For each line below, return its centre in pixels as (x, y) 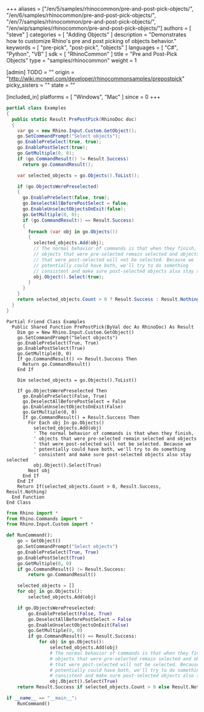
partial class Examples (36, 108)
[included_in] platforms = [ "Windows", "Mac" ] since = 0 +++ (83, 97)
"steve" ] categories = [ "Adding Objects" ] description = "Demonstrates (97, 35)
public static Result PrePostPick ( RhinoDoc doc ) (74, 119)
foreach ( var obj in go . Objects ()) (73, 231)
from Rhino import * (32, 513)
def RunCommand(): (29, 535)
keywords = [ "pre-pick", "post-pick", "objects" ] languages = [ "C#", (92, 47)
